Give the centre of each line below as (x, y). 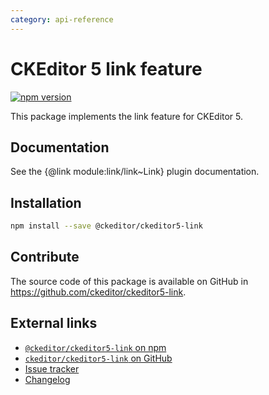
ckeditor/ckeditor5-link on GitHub (98, 358)
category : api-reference (62, 19)
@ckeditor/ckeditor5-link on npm (95, 347)
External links (54, 323)
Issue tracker (52, 368)
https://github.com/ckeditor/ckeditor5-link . (98, 292)
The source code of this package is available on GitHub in (129, 281)
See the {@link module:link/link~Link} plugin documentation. (135, 172)
